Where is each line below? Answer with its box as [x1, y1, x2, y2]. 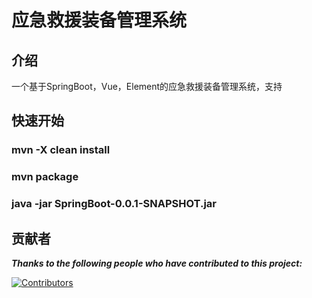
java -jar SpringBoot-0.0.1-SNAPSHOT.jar [11, 197, 217, 211]
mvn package [11, 170, 79, 184]
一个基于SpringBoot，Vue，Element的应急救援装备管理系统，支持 [11, 81, 283, 92]
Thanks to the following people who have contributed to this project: [11, 257, 303, 269]
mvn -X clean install [11, 143, 111, 157]
